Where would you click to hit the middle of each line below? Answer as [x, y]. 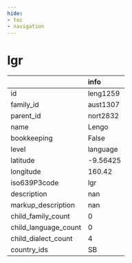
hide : [15, 13]
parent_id [26, 116]
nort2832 [103, 116]
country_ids [29, 250]
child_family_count [40, 216]
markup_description [43, 205]
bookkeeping [32, 138]
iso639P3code [35, 183]
